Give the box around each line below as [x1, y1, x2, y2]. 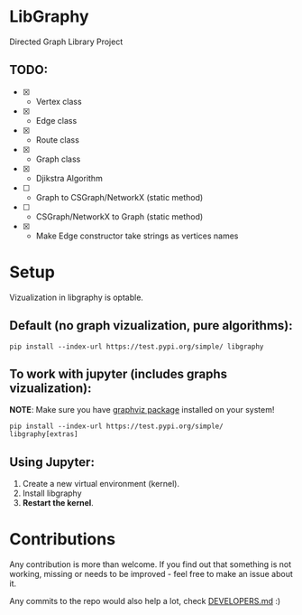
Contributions [9, 529, 115, 550]
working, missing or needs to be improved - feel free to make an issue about [9, 569, 293, 580]
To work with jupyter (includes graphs [9, 366, 228, 381]
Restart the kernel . [22, 498, 95, 508]
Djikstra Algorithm [35, 172, 104, 183]
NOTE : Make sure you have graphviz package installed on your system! [9, 405, 275, 415]
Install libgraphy [22, 488, 83, 499]
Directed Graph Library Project [9, 36, 124, 47]
